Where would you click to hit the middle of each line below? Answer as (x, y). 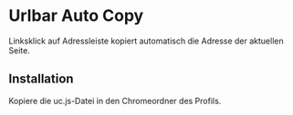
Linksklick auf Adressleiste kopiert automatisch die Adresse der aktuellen (146, 41)
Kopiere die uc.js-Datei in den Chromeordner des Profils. (115, 101)
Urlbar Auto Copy (76, 16)
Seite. (20, 50)
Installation (41, 79)
